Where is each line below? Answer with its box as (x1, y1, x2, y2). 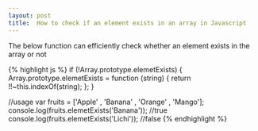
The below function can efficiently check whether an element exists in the (8, 40, 250, 50)
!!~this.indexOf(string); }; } (8, 81, 94, 91)
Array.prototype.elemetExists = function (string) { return (8, 73, 192, 83)
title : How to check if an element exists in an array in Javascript (8, 19, 247, 27)
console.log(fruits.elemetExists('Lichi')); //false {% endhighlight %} (8, 114, 228, 123)
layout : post (8, 11, 52, 20)
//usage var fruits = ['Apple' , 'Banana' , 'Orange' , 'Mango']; (8, 97, 205, 106)
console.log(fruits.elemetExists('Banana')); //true (8, 105, 168, 115)
